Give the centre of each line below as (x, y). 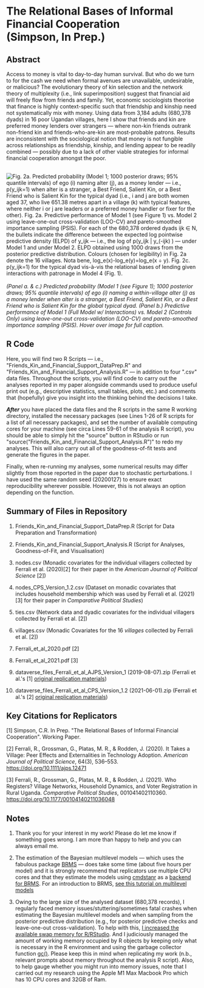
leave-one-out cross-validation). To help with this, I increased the (97, 928)
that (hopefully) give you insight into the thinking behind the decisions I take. (102, 397)
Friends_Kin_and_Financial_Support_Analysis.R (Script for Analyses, (100, 544)
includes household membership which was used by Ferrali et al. (96, 594)
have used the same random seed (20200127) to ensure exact (84, 479)
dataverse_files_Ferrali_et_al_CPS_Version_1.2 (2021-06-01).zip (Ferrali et (106, 690)
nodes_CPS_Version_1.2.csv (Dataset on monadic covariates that (95, 587)
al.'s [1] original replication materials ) (61, 678)
